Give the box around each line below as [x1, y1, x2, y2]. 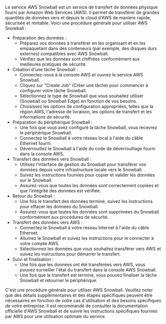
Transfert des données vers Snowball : [12, 156, 92, 162]
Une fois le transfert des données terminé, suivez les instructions [19, 198, 153, 204]
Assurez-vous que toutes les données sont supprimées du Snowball [19, 209, 160, 215]
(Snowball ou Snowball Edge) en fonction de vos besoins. [19, 98, 138, 104]
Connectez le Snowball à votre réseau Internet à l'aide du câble [19, 225, 150, 230]
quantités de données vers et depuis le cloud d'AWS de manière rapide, [5, 15, 151, 20]
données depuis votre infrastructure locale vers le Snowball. [19, 167, 143, 173]
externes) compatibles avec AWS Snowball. [19, 51, 109, 57]
